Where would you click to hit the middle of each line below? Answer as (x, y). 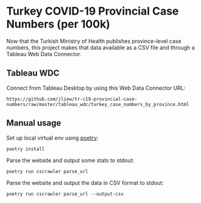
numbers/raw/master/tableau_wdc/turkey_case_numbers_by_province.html (98, 104)
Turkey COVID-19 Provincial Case (93, 11)
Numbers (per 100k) (58, 24)
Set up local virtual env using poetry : (52, 138)
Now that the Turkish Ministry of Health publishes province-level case (94, 41)
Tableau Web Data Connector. (44, 54)
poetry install (26, 149)
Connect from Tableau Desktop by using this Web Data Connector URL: (96, 88)
